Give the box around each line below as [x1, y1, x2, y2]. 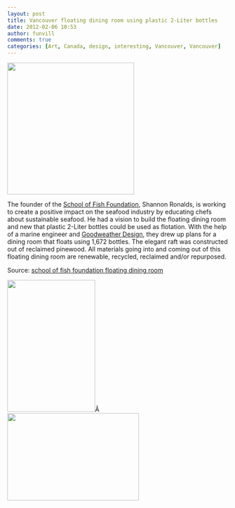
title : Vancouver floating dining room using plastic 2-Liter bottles [7, 17, 218, 24]
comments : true [7, 37, 52, 44]
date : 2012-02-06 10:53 [7, 23, 77, 30]
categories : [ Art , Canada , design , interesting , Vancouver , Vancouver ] [7, 43, 221, 50]
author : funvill [7, 30, 55, 37]
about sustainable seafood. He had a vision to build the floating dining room [7, 215, 227, 223]
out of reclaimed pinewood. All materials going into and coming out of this [7, 245, 221, 253]
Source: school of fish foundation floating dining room [7, 266, 163, 274]
